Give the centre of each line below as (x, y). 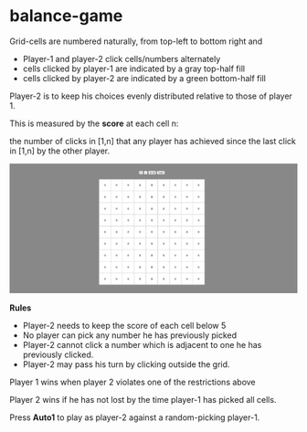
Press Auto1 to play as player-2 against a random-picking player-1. (135, 417)
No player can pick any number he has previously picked (130, 335)
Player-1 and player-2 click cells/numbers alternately (122, 58)
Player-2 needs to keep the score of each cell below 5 (124, 326)
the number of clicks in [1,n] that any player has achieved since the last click (153, 141)
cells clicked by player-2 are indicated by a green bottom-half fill (144, 78)
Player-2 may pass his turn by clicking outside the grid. (126, 364)
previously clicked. (58, 355)
